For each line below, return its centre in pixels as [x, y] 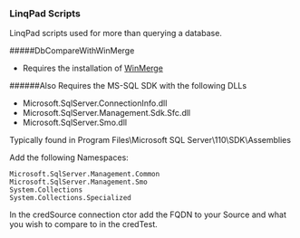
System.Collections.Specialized [70, 198]
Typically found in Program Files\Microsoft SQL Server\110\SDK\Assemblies [150, 140]
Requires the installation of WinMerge [92, 68]
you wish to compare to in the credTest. [84, 224]
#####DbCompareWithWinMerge [72, 51]
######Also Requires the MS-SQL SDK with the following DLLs [128, 86]
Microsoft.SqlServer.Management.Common [85, 175]
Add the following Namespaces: [69, 157]
